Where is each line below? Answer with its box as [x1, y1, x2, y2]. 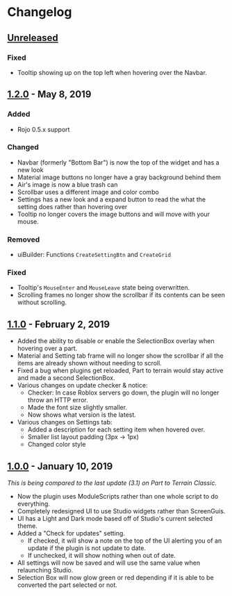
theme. [17, 522, 38, 530]
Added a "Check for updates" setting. [17, 529, 125, 538]
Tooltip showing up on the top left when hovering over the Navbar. [17, 68, 207, 76]
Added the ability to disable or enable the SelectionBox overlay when [17, 337, 215, 345]
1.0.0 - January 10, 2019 [7, 460, 113, 472]
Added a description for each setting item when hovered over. [27, 425, 206, 434]
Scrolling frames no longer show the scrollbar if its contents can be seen [17, 291, 226, 299]
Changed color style [27, 440, 86, 449]
